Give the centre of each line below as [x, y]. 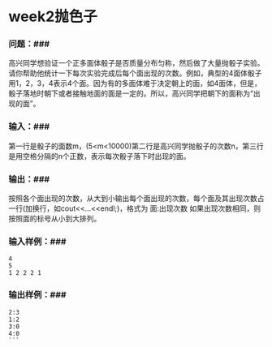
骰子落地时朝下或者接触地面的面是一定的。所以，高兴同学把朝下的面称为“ [131, 93]
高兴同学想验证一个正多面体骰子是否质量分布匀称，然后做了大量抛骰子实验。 [136, 63]
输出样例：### [37, 295]
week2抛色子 [53, 17]
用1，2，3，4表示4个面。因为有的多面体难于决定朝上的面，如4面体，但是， [135, 84]
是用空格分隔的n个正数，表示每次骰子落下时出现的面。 [99, 156]
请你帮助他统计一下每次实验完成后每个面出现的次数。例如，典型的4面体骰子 [135, 73]
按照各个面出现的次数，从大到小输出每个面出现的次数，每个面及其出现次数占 [136, 199]
